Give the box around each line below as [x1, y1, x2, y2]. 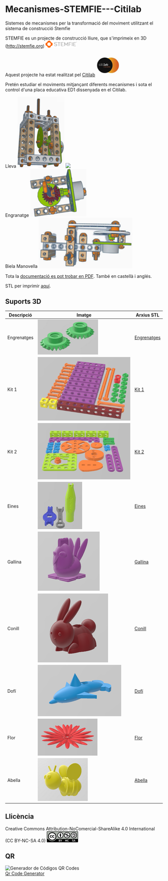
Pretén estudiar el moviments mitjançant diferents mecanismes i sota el [5, 82, 152, 88]
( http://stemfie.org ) [5, 43, 45, 49]
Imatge [76, 312, 91, 318]
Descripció [8, 312, 32, 318]
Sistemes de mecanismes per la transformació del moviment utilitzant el [5, 20, 153, 26]
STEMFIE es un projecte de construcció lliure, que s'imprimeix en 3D [5, 35, 146, 41]
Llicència [5, 812, 34, 821]
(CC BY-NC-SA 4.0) [5, 837, 46, 843]
